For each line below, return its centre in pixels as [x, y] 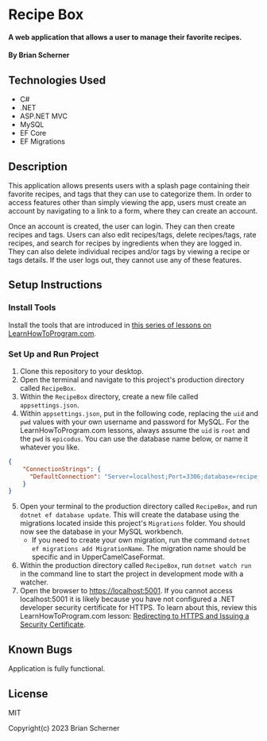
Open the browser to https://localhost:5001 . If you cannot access [126, 591]
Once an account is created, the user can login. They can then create [122, 226]
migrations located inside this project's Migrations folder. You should [132, 523]
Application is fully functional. [57, 669]
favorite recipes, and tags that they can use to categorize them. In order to [130, 194]
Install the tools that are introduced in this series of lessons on [110, 325]
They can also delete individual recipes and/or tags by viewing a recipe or [129, 251]
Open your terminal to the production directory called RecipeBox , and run [138, 507]
